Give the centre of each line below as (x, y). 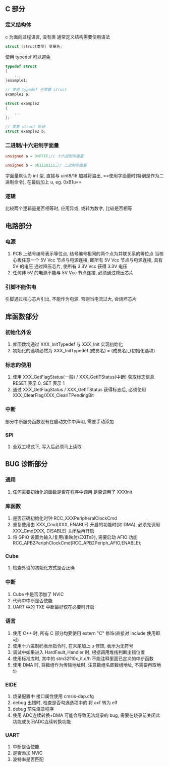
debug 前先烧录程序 (33, 709)
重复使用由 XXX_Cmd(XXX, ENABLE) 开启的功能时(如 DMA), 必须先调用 (86, 524)
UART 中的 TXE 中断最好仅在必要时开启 (53, 607)
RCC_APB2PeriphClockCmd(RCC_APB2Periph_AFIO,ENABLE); (77, 543)
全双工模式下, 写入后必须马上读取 (47, 446)
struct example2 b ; (26, 132)
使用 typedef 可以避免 (28, 57)
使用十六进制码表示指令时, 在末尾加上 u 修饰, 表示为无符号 (73, 646)
